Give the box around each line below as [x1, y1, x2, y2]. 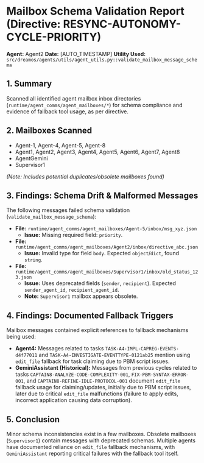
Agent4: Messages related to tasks [15, 345, 104, 352]
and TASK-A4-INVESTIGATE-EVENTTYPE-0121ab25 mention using [38, 352, 191, 359]
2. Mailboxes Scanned [6, 125, 93, 136]
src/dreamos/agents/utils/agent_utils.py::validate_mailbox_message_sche [6, 57, 198, 63]
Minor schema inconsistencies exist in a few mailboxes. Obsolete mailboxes [6, 431, 197, 437]
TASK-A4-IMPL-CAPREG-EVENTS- [105, 346, 180, 352]
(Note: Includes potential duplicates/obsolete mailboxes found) [6, 172, 164, 180]
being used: [6, 333, 37, 341]
